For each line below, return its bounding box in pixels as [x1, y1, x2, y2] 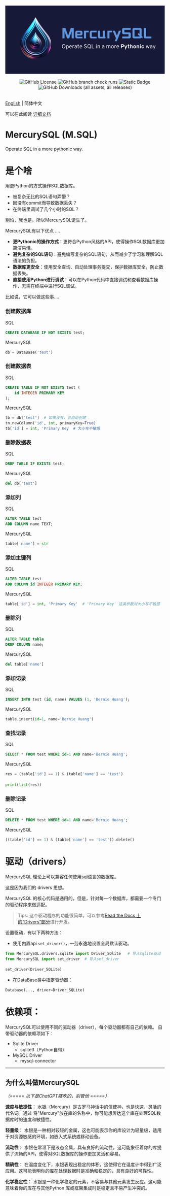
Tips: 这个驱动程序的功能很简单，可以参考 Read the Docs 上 [17, 912, 141, 918]
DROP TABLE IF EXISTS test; [5, 461, 65, 467]
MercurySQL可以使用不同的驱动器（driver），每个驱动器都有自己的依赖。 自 [5, 1024, 163, 1031]
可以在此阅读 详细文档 [5, 111, 51, 117]
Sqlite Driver [12, 1041, 39, 1047]
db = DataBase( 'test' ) [5, 350, 53, 355]
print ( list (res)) [5, 782, 42, 787]
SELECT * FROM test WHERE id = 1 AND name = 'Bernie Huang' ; [5, 752, 128, 757]
